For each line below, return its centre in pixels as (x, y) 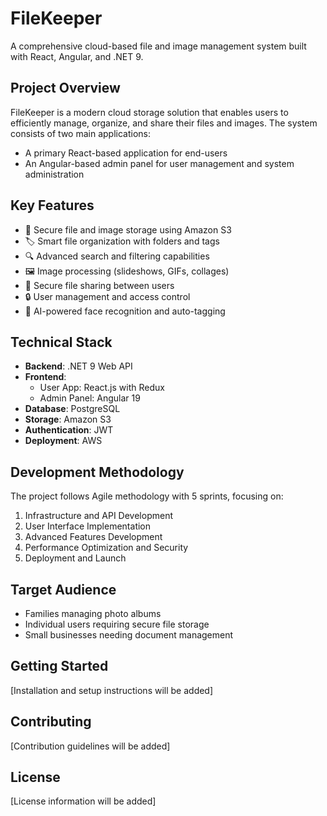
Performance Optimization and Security (106, 548)
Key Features (52, 205)
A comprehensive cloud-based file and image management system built (158, 46)
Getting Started (59, 666)
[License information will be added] (83, 801)
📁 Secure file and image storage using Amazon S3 (128, 229)
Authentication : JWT (69, 430)
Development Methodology (97, 472)
